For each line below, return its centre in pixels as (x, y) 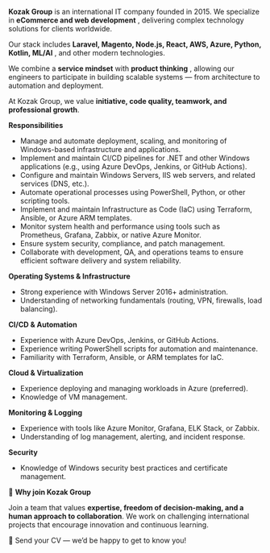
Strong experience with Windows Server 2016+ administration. (124, 292)
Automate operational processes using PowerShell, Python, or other (133, 192)
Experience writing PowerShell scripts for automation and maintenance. (139, 349)
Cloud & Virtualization (46, 373)
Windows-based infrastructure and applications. (100, 149)
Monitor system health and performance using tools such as (120, 226)
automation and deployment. (56, 85)
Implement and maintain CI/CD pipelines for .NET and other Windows (135, 158)
